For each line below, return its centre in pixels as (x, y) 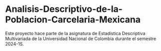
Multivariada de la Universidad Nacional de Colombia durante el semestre (81, 39)
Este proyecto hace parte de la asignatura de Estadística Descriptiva (75, 33)
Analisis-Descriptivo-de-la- (64, 9)
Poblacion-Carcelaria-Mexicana (73, 20)
